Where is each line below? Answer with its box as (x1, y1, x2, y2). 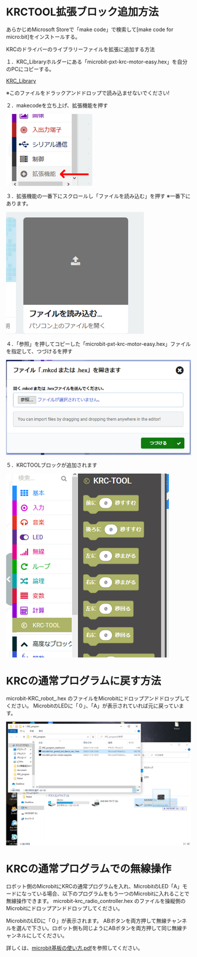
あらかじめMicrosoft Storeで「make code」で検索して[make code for (6, 26, 174, 33)
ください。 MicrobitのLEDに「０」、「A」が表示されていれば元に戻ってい (6, 702, 179, 709)
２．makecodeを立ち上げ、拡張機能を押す (6, 102, 108, 109)
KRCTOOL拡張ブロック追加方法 (6, 5, 159, 19)
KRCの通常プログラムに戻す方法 (6, 675, 161, 688)
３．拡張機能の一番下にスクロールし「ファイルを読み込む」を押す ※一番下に (6, 192, 191, 200)
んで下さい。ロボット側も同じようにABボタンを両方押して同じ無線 (21, 924, 182, 931)
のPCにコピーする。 (6, 65, 55, 72)
